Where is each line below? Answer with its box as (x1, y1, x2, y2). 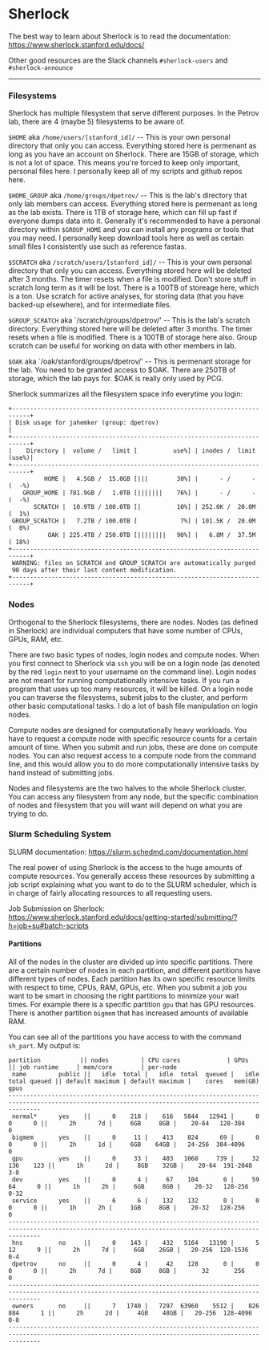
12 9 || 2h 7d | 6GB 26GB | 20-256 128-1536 (8, 1246, 249, 1254)
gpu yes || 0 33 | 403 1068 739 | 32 (11, 1155, 260, 1163)
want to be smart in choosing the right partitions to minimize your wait (8, 991, 239, 1001)
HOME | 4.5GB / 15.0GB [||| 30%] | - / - (43, 475, 256, 483)
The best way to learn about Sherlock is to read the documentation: (8, 31, 231, 41)
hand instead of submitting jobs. (8, 767, 114, 777)
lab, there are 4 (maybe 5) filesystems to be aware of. (8, 117, 186, 127)
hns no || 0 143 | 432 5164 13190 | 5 (11, 1239, 260, 1247)
